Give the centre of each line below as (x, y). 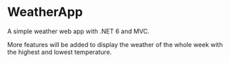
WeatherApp (45, 12)
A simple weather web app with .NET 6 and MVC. (79, 31)
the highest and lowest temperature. (60, 52)
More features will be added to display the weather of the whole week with (115, 44)
